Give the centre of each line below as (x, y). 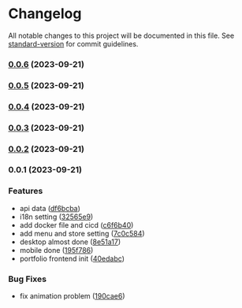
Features (26, 191)
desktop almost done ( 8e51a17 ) (70, 242)
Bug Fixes (28, 279)
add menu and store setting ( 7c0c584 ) (82, 233)
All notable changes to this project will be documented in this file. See (121, 35)
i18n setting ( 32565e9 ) (56, 217)
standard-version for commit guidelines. (73, 43)
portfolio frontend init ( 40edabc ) (72, 258)
